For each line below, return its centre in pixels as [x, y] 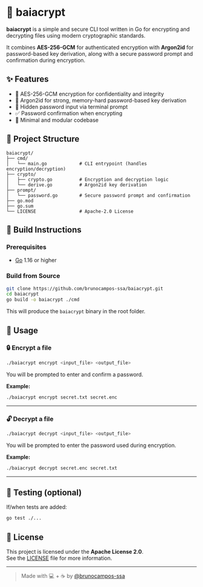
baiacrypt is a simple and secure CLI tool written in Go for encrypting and [98, 29]
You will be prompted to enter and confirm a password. [75, 374]
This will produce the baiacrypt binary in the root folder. [76, 311]
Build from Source [33, 276]
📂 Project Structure [43, 139]
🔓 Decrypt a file [30, 419]
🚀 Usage [22, 330]
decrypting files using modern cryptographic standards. [76, 35]
